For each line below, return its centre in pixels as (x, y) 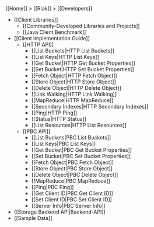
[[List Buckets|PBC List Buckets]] (71, 137)
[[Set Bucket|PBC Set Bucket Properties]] (81, 156)
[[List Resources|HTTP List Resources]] (79, 125)
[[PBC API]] (36, 131)
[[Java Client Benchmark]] (54, 32)
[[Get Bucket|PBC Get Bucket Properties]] (82, 150)
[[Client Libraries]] (36, 20)
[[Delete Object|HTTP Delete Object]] (76, 88)
